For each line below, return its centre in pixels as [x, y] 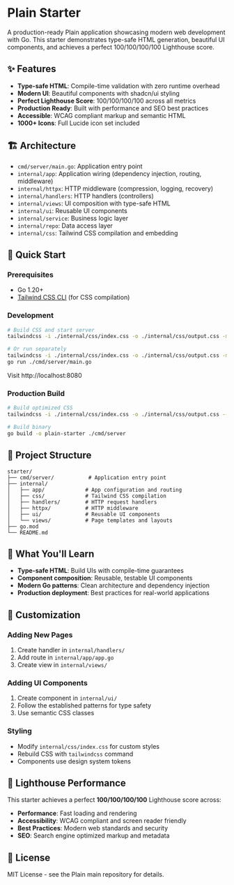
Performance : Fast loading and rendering [77, 813]
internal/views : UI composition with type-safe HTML [94, 203]
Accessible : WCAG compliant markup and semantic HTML [101, 115]
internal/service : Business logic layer [73, 218]
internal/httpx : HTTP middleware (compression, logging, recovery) [115, 188]
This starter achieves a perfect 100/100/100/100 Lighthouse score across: [114, 800]
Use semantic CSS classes [56, 713]
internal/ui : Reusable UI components [72, 210]
